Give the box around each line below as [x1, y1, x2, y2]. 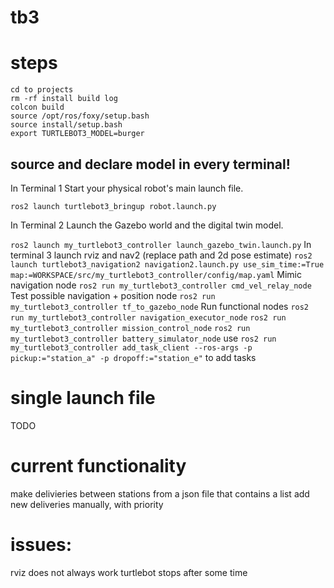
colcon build [10, 102, 65, 113]
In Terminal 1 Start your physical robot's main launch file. [10, 182, 244, 194]
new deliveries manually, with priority [10, 498, 164, 510]
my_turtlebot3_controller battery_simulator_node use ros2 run [10, 332, 277, 344]
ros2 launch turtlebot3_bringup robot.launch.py [10, 201, 217, 211]
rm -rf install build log [10, 94, 118, 104]
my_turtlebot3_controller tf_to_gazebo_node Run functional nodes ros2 [10, 300, 310, 312]
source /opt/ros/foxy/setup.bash [10, 111, 150, 121]
